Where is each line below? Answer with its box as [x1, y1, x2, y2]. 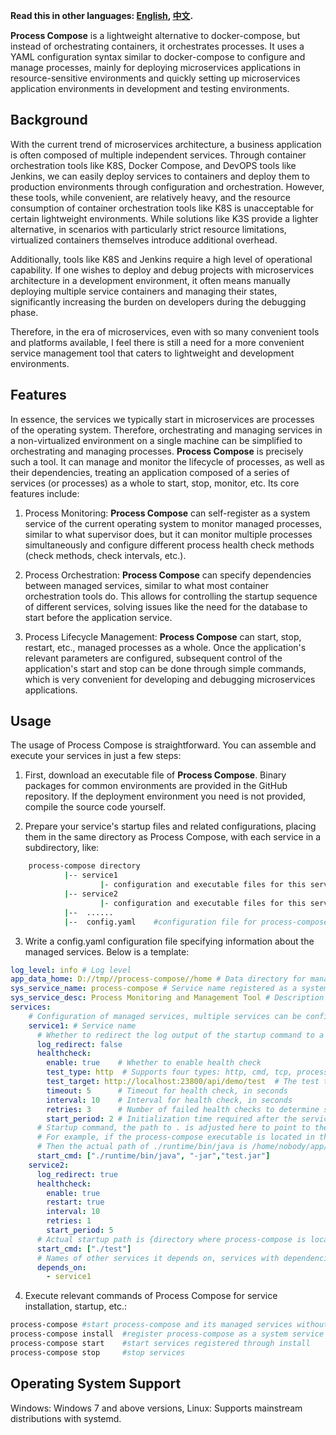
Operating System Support [10, 1375, 182, 1393]
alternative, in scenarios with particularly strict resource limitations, [10, 223, 287, 235]
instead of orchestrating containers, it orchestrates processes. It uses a [10, 40, 305, 52]
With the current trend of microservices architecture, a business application [10, 138, 322, 150]
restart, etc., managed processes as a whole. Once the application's [24, 641, 307, 653]
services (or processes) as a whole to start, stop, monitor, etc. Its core [10, 477, 300, 489]
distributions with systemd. [10, 1412, 122, 1424]
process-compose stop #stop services [10, 1347, 186, 1358]
